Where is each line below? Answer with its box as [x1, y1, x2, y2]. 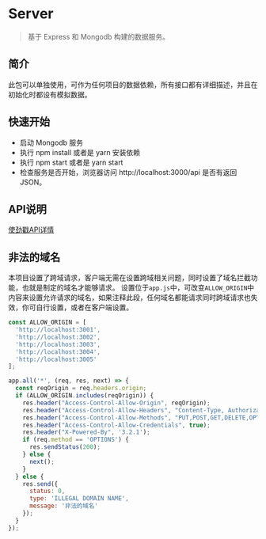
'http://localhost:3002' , [15, 333, 101, 341]
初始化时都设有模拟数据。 [8, 89, 92, 99]
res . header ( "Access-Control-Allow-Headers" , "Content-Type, [22, 406, 225, 414]
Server [8, 5, 54, 23]
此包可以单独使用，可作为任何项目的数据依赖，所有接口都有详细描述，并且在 [8, 80, 258, 89]
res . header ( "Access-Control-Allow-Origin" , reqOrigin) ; [22, 399, 211, 407]
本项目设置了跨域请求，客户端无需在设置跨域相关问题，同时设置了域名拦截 [8, 273, 251, 283]
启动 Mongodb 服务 [19, 138, 84, 147]
